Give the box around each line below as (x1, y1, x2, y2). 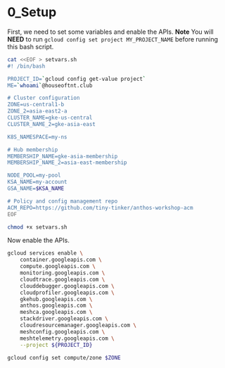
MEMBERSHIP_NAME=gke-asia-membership (7, 153, 118, 160)
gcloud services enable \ (7, 250, 83, 257)
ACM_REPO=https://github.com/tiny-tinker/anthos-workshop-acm (7, 204, 193, 211)
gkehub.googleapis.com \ (20, 296, 93, 303)
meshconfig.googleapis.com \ (20, 328, 105, 335)
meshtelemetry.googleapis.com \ (20, 335, 115, 342)
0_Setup (7, 4, 57, 20)
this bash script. (7, 42, 54, 51)
